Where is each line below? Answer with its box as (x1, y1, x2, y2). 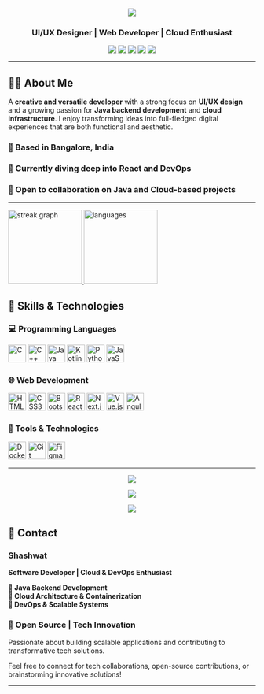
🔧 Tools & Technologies (8, 423, 100, 434)
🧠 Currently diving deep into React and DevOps (8, 163, 192, 174)
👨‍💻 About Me (8, 76, 74, 90)
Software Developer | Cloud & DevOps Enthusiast (8, 568, 173, 577)
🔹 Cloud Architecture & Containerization (8, 592, 142, 601)
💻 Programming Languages (8, 323, 117, 334)
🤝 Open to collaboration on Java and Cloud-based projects (8, 184, 236, 195)
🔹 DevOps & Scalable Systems (8, 599, 108, 610)
